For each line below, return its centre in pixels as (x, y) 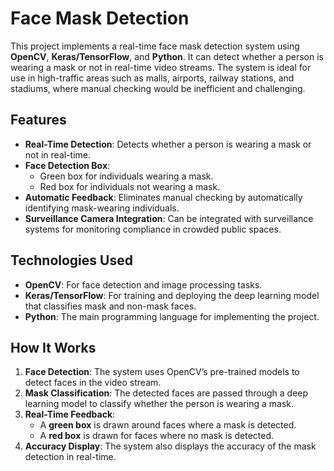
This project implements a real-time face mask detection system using (155, 46)
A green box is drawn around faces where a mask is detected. (168, 425)
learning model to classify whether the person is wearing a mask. (159, 404)
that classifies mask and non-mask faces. (110, 306)
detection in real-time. (70, 457)
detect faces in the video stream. (93, 383)
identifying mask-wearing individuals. (102, 208)
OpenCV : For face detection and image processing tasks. (143, 284)
